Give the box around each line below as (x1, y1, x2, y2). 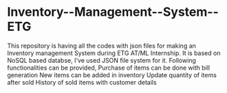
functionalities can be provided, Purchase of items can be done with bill (7, 63, 210, 72)
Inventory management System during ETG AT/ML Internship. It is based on (7, 49, 221, 57)
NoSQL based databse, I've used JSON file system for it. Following (7, 56, 196, 64)
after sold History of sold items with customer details (7, 78, 157, 86)
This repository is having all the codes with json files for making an (7, 41, 196, 50)
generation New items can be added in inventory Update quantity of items (7, 70, 217, 79)
